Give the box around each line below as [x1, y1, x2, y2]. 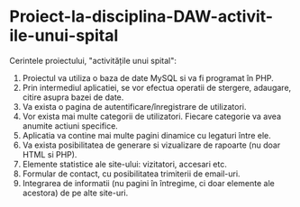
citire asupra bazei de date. [22, 92, 124, 103]
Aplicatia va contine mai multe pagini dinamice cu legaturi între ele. [22, 130, 272, 140]
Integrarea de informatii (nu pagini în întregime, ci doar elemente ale [22, 177, 275, 188]
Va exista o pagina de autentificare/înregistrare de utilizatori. [22, 101, 247, 112]
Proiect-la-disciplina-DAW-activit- [9, 6, 273, 27]
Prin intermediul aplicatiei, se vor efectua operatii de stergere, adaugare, [22, 82, 292, 93]
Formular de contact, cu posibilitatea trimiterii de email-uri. [22, 168, 241, 179]
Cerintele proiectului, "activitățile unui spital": [9, 55, 177, 66]
